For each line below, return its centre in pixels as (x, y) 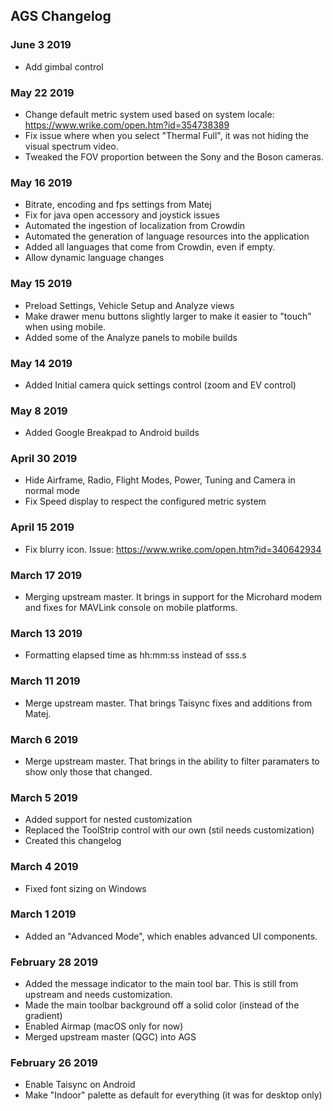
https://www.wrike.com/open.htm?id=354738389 (127, 125)
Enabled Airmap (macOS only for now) (104, 1026)
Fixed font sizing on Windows (85, 888)
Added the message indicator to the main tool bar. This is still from (161, 984)
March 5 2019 (44, 797)
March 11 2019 (45, 681)
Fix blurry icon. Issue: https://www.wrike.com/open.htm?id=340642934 (173, 549)
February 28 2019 (54, 962)
